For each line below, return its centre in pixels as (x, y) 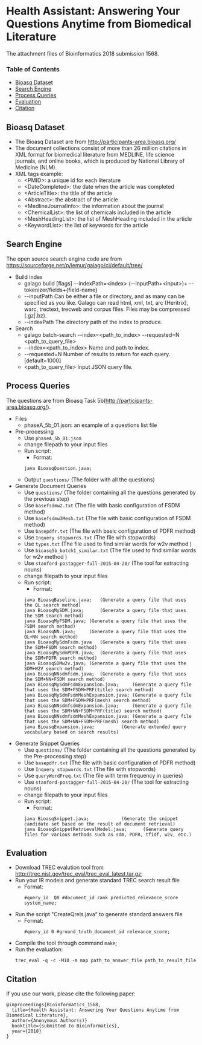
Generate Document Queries (50, 486)
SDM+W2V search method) (54, 669)
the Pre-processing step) (55, 756)
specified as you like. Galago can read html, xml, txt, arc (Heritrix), (106, 302)
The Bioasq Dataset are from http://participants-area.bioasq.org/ (95, 142)
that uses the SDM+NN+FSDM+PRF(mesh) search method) (92, 721)
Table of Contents (33, 69)
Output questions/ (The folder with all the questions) (89, 480)
